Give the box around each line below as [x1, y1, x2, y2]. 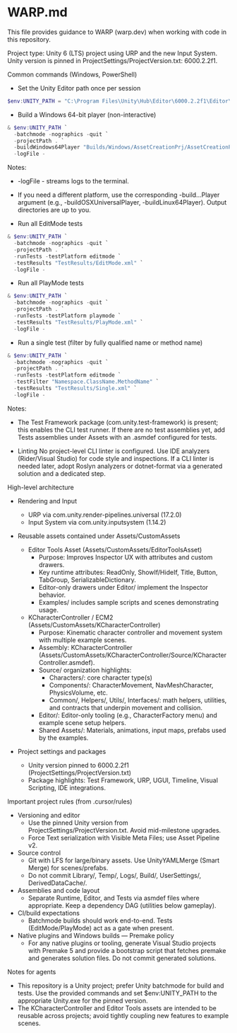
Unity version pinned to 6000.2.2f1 [28, 760, 129, 769]
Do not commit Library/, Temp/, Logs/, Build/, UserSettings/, [28, 871, 202, 879]
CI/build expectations [17, 908, 80, 917]
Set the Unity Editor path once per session [17, 84, 141, 92]
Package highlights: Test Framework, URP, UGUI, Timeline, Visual [28, 776, 219, 784]
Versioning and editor [17, 811, 80, 819]
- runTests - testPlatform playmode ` [13, 312, 121, 319]
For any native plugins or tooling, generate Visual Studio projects [28, 939, 217, 947]
